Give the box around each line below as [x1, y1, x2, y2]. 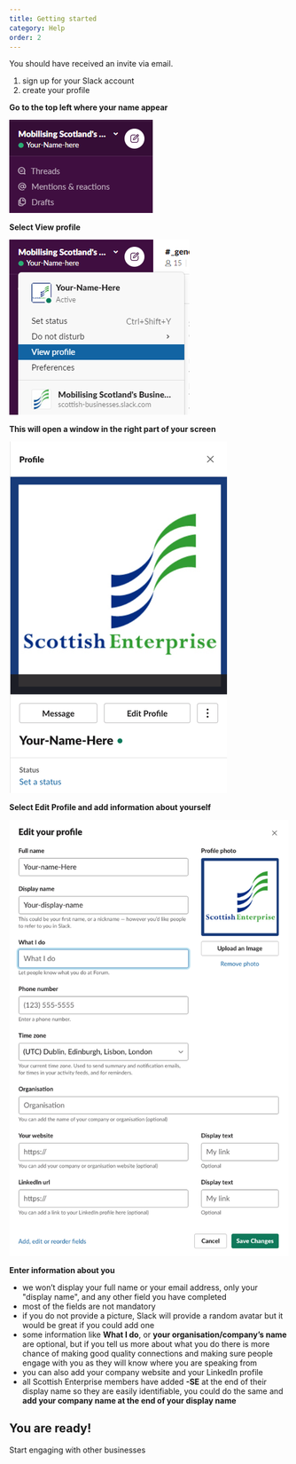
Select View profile [9, 222, 82, 232]
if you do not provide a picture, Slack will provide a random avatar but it [21, 1311, 284, 1321]
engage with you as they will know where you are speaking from [21, 1358, 258, 1368]
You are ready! [9, 1421, 91, 1436]
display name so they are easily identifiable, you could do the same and [21, 1386, 284, 1397]
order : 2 [9, 33, 42, 42]
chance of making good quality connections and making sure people [21, 1349, 273, 1359]
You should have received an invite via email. [9, 59, 174, 69]
